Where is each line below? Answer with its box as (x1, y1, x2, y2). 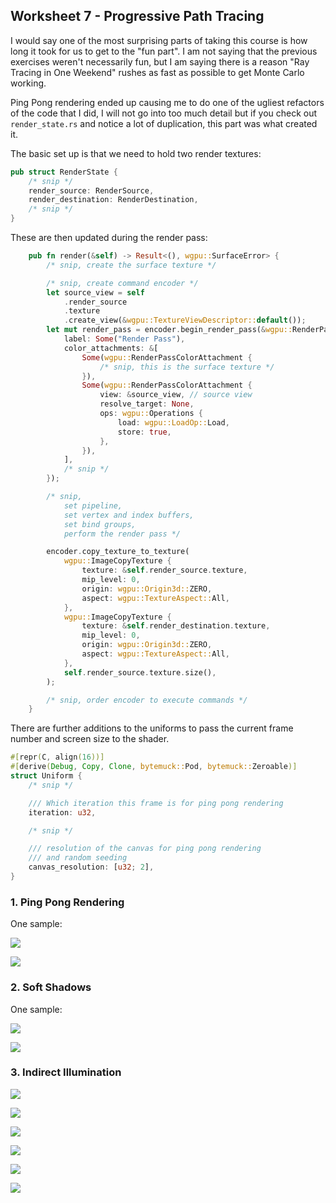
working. (10, 77, 47, 89)
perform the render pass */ (63, 529, 182, 539)
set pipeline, (63, 500, 123, 511)
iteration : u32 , (28, 807, 97, 818)
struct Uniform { (10, 771, 83, 781)
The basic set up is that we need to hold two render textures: (10, 147, 262, 159)
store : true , (117, 427, 172, 437)
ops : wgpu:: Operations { (99, 409, 203, 419)
